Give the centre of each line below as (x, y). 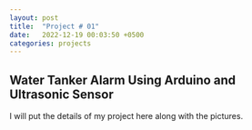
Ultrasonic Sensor (61, 94)
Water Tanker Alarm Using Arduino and (123, 80)
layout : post (34, 18)
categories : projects (50, 43)
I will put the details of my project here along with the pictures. (126, 116)
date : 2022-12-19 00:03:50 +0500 (77, 35)
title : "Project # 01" (55, 26)
